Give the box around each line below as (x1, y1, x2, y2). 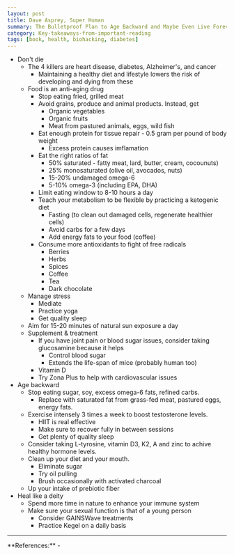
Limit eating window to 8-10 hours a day (38, 189, 153, 197)
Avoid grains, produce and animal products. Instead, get (38, 100, 199, 108)
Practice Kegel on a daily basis (38, 522, 127, 530)
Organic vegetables (48, 107, 105, 116)
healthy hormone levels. (27, 447, 97, 456)
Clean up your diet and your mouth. (27, 455, 130, 463)
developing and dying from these (38, 77, 134, 86)
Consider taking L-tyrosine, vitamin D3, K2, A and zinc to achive (27, 440, 212, 448)
